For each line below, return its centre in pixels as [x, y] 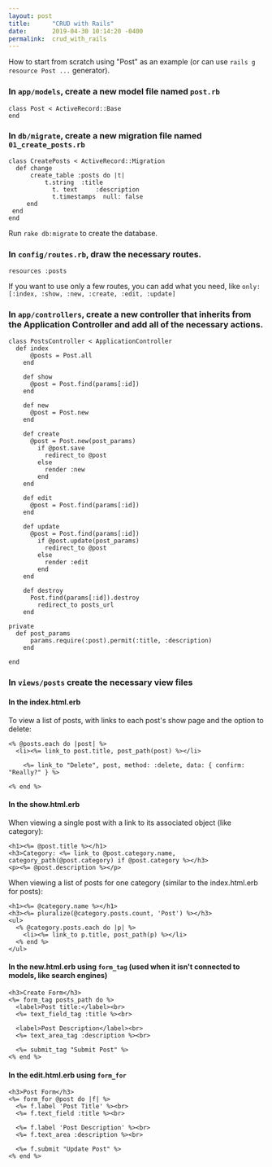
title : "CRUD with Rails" [61, 24]
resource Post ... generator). [59, 71]
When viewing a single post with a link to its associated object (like [120, 823]
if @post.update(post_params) [89, 541]
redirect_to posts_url [76, 605]
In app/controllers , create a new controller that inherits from [130, 314]
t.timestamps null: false [97, 196]
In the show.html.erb [44, 805]
